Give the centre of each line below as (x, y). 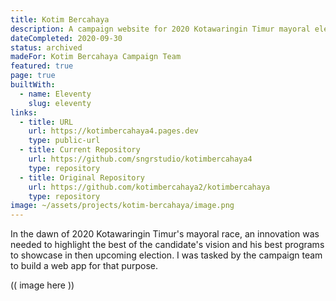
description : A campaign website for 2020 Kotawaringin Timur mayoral (160, 29)
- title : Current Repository (80, 150)
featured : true (42, 66)
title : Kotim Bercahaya (60, 19)
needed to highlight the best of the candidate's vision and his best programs (167, 245)
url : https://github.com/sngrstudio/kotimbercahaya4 (140, 159)
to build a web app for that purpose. (84, 266)
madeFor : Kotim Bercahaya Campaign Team (96, 57)
